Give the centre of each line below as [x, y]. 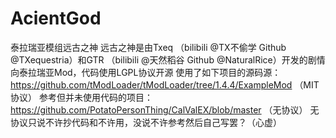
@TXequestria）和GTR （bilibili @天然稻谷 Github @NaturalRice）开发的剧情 [168, 59]
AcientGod [56, 18]
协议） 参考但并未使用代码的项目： [81, 97]
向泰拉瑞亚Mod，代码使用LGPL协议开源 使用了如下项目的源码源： [146, 72]
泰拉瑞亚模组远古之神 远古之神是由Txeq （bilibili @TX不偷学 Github [148, 47]
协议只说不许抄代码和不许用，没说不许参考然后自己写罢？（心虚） [146, 122]
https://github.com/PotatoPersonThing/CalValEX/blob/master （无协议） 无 [165, 109]
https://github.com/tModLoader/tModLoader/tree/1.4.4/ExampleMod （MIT [165, 84]
